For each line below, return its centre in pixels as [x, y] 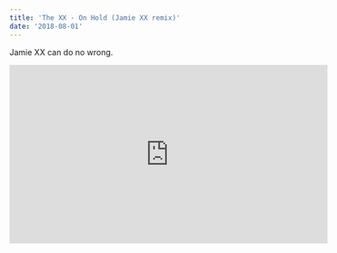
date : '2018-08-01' [46, 26]
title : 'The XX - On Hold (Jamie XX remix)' [95, 18]
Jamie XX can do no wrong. [61, 52]
